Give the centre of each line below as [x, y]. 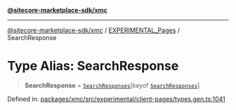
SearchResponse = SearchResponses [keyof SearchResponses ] [112, 85]
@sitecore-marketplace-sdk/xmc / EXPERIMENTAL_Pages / [94, 30]
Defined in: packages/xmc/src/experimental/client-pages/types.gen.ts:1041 [117, 99]
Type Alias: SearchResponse [93, 66]
